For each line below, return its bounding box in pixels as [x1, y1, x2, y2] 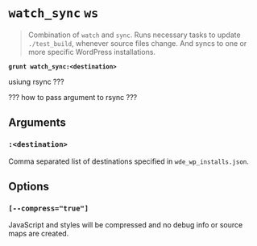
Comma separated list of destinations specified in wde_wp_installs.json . [8, 156, 250, 166]
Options [8, 180, 50, 194]
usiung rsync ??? [8, 77, 64, 86]
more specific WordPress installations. [27, 47, 155, 56]
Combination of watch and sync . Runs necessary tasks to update [27, 30, 241, 40]
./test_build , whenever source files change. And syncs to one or [27, 38, 247, 48]
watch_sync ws [8, 6, 99, 21]
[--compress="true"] [8, 203, 89, 213]
